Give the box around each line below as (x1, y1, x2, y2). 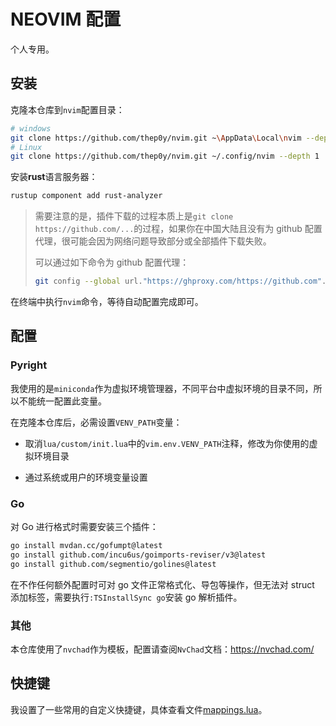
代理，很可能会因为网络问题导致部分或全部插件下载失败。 (34, 235, 272, 247)
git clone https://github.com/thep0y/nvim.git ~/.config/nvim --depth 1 (10, 151, 320, 162)
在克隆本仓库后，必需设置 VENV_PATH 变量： (10, 416, 183, 428)
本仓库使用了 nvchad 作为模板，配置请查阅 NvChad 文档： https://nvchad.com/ (10, 643, 315, 655)
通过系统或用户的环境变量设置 (24, 471, 148, 483)
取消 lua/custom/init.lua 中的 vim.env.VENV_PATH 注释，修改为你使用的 (24, 437, 310, 449)
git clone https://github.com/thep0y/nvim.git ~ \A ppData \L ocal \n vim (10, 133, 302, 143)
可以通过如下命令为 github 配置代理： (34, 256, 190, 269)
